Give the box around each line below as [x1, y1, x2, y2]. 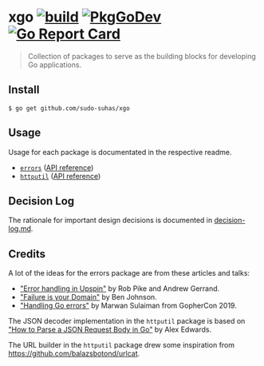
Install [8, 83, 40, 97]
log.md [8, 224, 32, 233]
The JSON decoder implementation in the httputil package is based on [8, 316, 246, 326]
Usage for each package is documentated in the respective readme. [8, 147, 232, 157]
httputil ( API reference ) [19, 171, 101, 181]
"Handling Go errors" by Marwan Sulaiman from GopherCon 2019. [19, 300, 237, 311]
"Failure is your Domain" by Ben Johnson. [19, 292, 157, 302]
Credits [8, 247, 46, 261]
